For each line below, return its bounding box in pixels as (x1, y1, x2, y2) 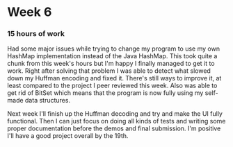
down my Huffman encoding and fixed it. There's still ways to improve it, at (7, 74, 222, 83)
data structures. (24, 96, 71, 105)
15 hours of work (7, 29, 65, 39)
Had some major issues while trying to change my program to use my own (7, 44, 220, 53)
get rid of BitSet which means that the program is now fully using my (7, 89, 204, 97)
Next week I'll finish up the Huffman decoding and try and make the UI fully (7, 110, 223, 118)
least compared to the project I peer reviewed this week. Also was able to (7, 81, 218, 90)
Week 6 (7, 4, 52, 20)
